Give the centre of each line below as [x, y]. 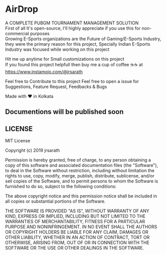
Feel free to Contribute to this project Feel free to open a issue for [72, 81]
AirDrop [22, 9]
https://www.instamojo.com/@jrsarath [44, 72]
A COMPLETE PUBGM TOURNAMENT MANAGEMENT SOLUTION [72, 23]
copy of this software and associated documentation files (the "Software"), [82, 166]
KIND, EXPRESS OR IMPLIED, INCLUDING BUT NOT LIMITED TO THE [75, 216]
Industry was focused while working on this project [57, 49]
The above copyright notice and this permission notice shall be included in [81, 196]
